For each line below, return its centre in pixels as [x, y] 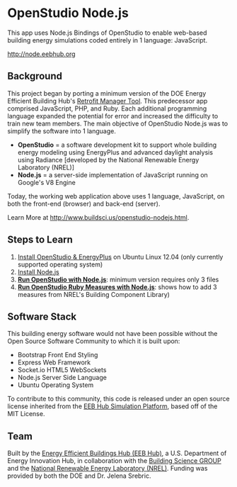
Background [35, 76]
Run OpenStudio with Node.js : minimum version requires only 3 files [118, 279]
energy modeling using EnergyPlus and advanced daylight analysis [115, 152]
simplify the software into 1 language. [62, 131]
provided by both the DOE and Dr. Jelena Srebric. [79, 476]
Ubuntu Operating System [56, 385]
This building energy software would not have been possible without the [112, 334]
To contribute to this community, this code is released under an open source [118, 399]
